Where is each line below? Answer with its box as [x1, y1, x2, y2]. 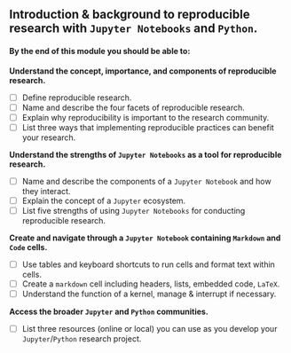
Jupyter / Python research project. [21, 333, 142, 344]
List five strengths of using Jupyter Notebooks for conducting [21, 205, 246, 216]
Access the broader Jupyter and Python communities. [9, 306, 208, 318]
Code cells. [9, 242, 48, 253]
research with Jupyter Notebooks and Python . [9, 21, 258, 36]
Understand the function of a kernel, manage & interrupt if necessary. [21, 288, 277, 300]
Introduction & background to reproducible [9, 7, 250, 22]
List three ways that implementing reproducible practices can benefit [21, 122, 275, 132]
